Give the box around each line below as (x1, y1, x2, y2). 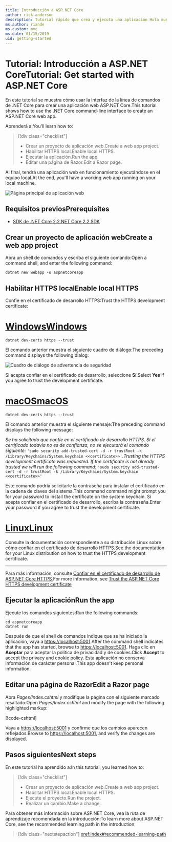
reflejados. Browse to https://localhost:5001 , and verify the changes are (5, 730, 155, 736)
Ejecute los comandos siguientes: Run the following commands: (5, 610, 139, 616)
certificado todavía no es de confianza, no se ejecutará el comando (5, 442, 149, 448)
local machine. (5, 180, 36, 186)
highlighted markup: (5, 705, 48, 711)
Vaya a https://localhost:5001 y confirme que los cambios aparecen (5, 725, 147, 731)
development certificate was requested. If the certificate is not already (5, 459, 155, 465)
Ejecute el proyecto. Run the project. (25, 794, 101, 801)
